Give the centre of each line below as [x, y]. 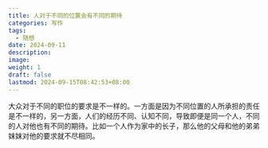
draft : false [30, 75]
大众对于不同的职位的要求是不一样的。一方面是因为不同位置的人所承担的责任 [134, 106]
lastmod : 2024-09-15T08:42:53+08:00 [69, 82]
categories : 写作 [36, 23]
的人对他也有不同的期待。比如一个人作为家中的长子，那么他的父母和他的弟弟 [134, 126]
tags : [17, 30]
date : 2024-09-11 [37, 45]
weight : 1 [25, 68]
